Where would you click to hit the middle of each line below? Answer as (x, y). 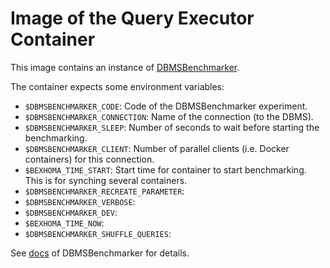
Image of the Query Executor (132, 18)
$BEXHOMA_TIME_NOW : (64, 223)
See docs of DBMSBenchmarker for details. (100, 253)
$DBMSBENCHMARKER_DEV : (71, 212)
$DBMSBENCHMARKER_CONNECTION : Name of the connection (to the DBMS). (169, 116)
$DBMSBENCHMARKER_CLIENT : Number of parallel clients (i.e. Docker (157, 148)
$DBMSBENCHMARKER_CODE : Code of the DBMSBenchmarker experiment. (166, 106)
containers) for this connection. (89, 159)
